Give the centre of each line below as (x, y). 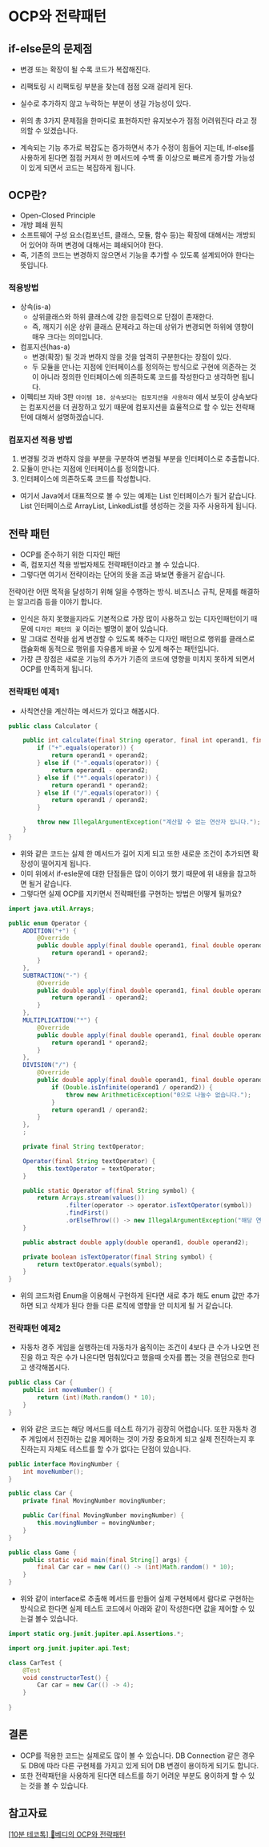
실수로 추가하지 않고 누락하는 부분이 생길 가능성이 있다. (105, 104)
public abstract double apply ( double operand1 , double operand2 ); (136, 1242)
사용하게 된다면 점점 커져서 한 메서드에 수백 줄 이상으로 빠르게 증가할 (126, 158)
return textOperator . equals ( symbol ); (100, 1264)
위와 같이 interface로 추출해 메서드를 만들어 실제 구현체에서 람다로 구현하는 (137, 1599)
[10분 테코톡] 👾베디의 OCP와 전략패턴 (67, 1834)
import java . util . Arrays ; (51, 909)
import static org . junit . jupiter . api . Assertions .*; (96, 1634)
